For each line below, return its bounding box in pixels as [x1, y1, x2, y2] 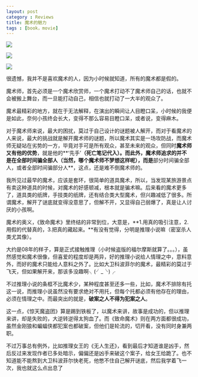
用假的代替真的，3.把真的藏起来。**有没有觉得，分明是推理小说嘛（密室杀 [6, 226, 187, 233]
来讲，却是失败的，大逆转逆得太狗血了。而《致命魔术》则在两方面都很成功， [6, 315, 192, 322]
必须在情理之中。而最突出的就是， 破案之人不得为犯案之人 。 [6, 295, 151, 302]
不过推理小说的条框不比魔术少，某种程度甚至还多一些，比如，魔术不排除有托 [6, 280, 192, 287]
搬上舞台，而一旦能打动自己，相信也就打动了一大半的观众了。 [16, 95, 166, 102]
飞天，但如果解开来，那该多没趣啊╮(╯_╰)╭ [6, 268, 116, 275]
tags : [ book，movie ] [6, 25, 58, 31]
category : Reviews [6, 14, 54, 20]
